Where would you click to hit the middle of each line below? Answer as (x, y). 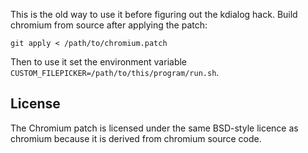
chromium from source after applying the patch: (109, 25)
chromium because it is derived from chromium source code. (136, 138)
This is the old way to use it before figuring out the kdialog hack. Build (154, 14)
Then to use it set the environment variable (99, 62)
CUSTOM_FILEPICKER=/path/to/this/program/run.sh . (115, 72)
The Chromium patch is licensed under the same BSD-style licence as (154, 128)
